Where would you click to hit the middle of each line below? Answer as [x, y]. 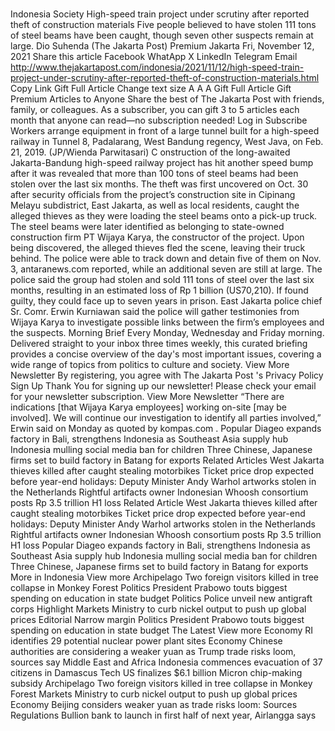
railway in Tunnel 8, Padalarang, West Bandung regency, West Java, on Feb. [167, 142]
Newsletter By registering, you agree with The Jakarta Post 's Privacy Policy [167, 375]
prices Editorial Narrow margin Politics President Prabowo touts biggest [157, 620]
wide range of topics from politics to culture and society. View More [150, 365]
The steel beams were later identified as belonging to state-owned [147, 227]
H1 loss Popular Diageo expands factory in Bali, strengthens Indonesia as [161, 545]
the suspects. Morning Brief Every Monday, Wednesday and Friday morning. [167, 333]
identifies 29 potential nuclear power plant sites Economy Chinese [146, 641]
